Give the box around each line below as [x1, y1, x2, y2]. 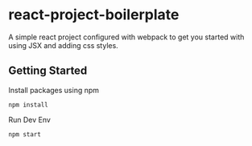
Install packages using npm [8, 85, 99, 95]
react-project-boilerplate [8, 6, 180, 24]
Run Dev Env [8, 115, 51, 124]
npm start [8, 130, 42, 138]
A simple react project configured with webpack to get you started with [8, 32, 245, 42]
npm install [8, 100, 48, 109]
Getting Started [8, 64, 88, 78]
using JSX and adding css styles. [8, 40, 118, 50]
